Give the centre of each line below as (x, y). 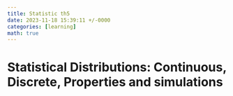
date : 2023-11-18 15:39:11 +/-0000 (59, 20)
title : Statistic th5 (39, 14)
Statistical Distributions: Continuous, (117, 67)
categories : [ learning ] (42, 26)
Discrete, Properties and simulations (115, 82)
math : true (23, 33)
